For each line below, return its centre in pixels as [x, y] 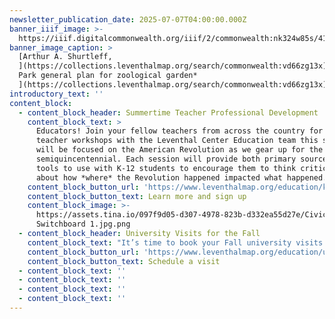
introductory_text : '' [56, 94]
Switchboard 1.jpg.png [83, 224]
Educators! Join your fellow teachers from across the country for [179, 131]
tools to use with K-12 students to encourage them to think [166, 168]
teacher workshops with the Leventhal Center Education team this [177, 141]
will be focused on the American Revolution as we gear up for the [179, 150]
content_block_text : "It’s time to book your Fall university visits [175, 242]
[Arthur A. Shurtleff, [65, 57]
